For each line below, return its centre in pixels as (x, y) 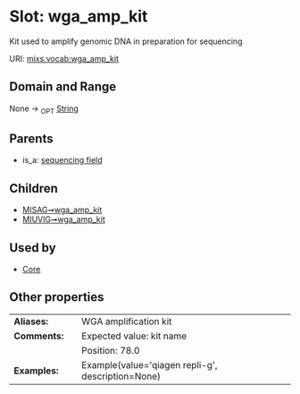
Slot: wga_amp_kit (79, 17)
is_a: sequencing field (62, 160)
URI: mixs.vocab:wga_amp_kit (64, 58)
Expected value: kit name (134, 336)
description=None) (121, 376)
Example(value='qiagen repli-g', (150, 364)
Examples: (37, 371)
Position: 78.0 (111, 350)
